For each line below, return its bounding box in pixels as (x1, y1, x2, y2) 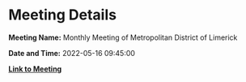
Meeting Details (8, 6, 117, 24)
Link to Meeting (8, 63, 62, 74)
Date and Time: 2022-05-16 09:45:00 (8, 48, 136, 58)
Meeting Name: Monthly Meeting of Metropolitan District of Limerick (8, 32, 238, 42)
